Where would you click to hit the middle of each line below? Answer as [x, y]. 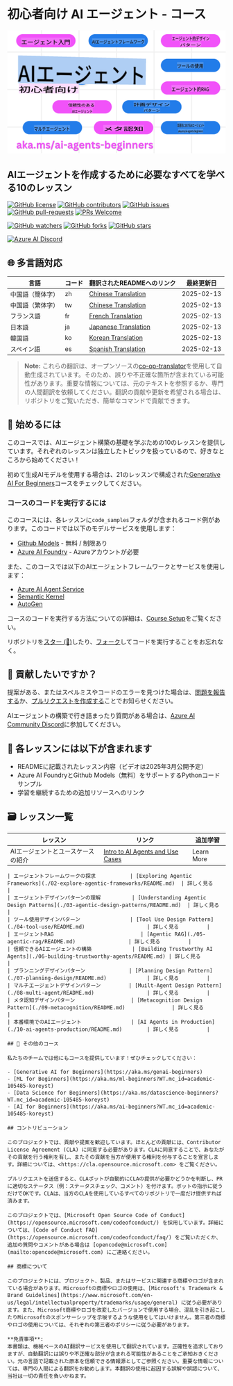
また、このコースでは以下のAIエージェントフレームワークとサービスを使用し [116, 566]
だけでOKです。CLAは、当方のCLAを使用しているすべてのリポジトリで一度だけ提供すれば [114, 1194]
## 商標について [27, 1267]
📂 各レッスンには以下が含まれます [80, 748]
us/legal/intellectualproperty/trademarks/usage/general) [93, 1303]
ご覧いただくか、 [201, 1238]
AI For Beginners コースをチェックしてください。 [76, 483]
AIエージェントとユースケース [52, 851]
